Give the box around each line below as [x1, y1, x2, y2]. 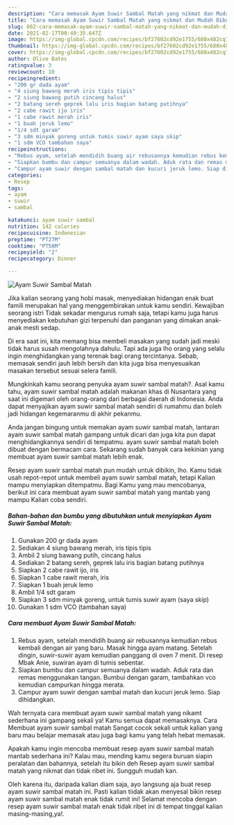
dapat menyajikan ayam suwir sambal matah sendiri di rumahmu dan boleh [8, 402, 222, 410]
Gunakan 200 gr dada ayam [17, 536, 98, 544]
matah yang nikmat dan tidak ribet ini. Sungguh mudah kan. [8, 766, 178, 775]
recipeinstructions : [8, 146, 68, 153]
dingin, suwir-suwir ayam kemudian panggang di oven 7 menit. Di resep [17, 651, 224, 659]
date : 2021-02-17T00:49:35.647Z [8, 29, 101, 37]
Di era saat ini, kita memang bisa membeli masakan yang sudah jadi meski [8, 337, 220, 345]
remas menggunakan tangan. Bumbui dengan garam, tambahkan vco [17, 673, 216, 681]
